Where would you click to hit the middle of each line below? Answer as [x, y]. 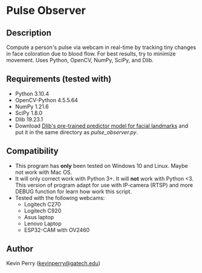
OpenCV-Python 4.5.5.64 [47, 100]
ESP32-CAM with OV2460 [57, 230]
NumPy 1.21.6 [32, 106]
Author [20, 249]
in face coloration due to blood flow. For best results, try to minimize [91, 54]
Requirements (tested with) [59, 79]
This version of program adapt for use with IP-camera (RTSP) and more [104, 185]
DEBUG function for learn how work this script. [73, 191]
